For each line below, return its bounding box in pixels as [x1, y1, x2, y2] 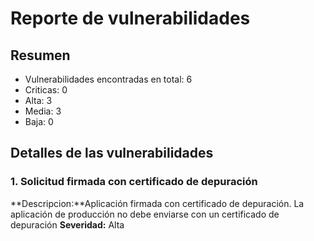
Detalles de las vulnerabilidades [10, 145, 214, 162]
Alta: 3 [24, 95, 53, 106]
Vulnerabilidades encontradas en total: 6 [24, 73, 193, 85]
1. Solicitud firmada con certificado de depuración [10, 175, 258, 189]
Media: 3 [24, 105, 62, 117]
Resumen [10, 47, 71, 64]
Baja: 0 [24, 116, 54, 127]
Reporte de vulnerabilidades [10, 7, 251, 30]
